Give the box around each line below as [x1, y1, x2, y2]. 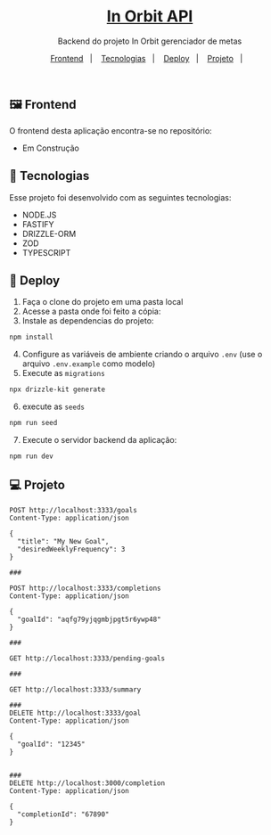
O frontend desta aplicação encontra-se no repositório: [9, 125, 212, 135]
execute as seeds [21, 401, 85, 412]
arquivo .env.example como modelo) [21, 358, 156, 369]
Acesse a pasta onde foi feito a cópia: [21, 306, 161, 317]
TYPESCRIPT [21, 247, 71, 258]
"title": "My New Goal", [17, 536, 110, 545]
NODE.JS [21, 209, 57, 220]
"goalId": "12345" [17, 740, 86, 749]
